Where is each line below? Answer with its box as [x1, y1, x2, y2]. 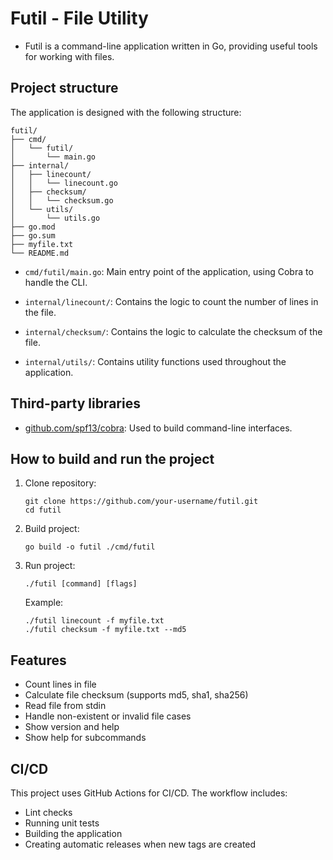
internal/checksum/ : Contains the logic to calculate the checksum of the [24, 325, 323, 337]
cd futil [24, 505, 62, 516]
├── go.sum [10, 230, 56, 241]
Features [10, 652, 67, 669]
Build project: [24, 523, 80, 535]
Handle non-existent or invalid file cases [24, 710, 192, 722]
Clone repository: [24, 477, 97, 489]
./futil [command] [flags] [24, 579, 138, 589]
